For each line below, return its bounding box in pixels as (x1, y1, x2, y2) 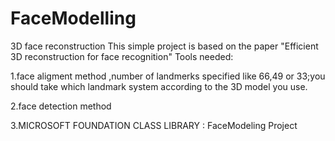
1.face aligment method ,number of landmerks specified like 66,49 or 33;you (10, 70, 326, 82)
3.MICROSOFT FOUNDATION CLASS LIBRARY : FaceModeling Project (10, 119, 298, 131)
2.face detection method (10, 100, 112, 112)
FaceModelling (10, 7, 137, 30)
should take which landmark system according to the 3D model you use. (10, 80, 308, 92)
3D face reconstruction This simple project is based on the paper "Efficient (10, 40, 319, 52)
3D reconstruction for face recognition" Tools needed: (10, 50, 234, 62)
